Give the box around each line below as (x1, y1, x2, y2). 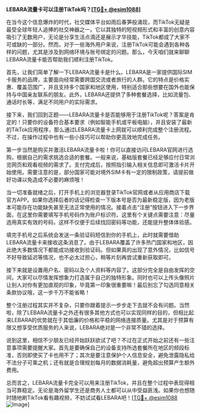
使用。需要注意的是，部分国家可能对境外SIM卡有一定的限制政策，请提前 (11, 168, 189, 176)
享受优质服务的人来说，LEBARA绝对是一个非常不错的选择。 (22, 324, 168, 331)
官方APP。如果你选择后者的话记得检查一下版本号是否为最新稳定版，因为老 (6, 197, 190, 203)
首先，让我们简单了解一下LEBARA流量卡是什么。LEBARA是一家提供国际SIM (6, 69, 193, 75)
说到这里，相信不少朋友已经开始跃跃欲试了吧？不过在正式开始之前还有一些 (6, 337, 190, 344)
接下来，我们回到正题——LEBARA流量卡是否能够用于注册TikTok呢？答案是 (6, 111, 190, 118)
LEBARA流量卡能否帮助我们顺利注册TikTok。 (6, 56, 117, 63)
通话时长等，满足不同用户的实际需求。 (6, 99, 100, 105)
